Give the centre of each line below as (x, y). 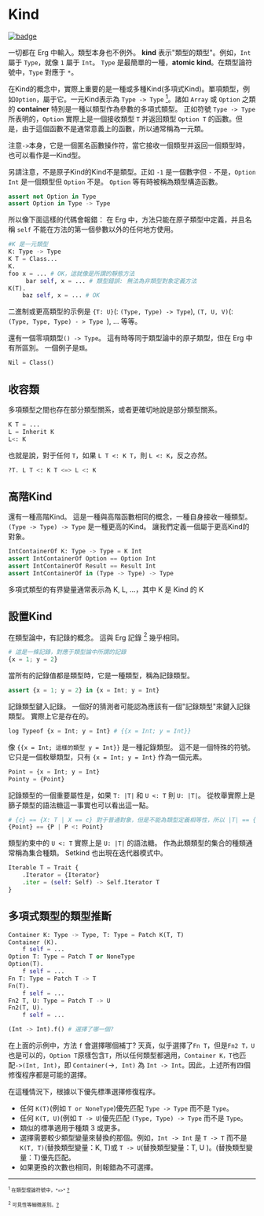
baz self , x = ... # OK (61, 296)
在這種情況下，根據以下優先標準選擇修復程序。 (84, 1091)
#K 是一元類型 (28, 244)
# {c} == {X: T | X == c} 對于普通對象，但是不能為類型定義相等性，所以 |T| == (129, 820)
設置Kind (30, 617)
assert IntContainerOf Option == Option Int (82, 559)
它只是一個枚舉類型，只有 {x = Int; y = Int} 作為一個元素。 (107, 757)
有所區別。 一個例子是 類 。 (50, 348)
